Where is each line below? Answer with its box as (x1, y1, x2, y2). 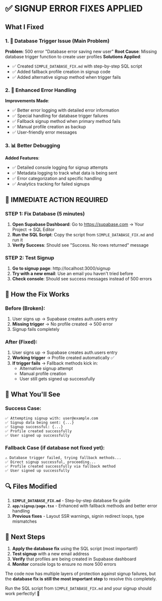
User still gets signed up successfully (19, 376, 95, 382)
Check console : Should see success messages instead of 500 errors (12, 276, 152, 282)
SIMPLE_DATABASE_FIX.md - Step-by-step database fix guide (12, 498, 131, 504)
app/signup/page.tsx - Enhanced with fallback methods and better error (12, 503, 158, 509)
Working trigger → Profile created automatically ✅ (12, 355, 115, 361)
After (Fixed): (5, 339, 38, 346)
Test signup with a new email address (12, 551, 90, 557)
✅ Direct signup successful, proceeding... (5, 460, 96, 465)
